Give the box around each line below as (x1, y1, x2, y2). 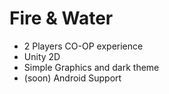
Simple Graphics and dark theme (23, 61, 160, 73)
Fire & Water (9, 7, 114, 30)
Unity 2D (23, 50, 61, 62)
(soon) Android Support (23, 72, 122, 84)
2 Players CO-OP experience (23, 40, 144, 52)
